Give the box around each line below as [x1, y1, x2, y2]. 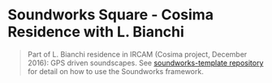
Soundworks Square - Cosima [7, 6, 214, 24]
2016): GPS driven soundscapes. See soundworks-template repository [27, 58, 264, 68]
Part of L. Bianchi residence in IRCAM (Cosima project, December [27, 49, 248, 59]
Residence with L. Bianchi [7, 23, 184, 41]
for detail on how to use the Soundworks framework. [27, 66, 204, 76]
